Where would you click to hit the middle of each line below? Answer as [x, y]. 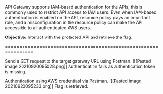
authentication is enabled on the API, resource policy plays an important [78, 17]
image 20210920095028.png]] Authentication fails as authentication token [80, 66]
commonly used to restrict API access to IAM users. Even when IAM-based [81, 12]
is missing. [16, 72]
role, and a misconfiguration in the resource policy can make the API [74, 22]
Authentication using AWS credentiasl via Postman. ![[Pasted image [73, 81]
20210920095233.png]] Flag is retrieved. [47, 86]
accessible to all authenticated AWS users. [48, 28]
